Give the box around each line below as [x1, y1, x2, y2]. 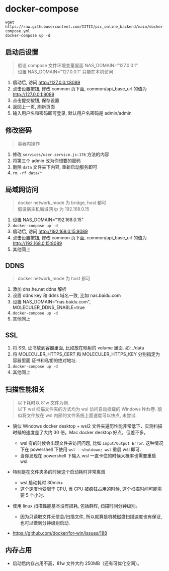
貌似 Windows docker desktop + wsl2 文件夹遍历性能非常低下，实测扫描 [12, 423, 162, 429]
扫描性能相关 [5, 385, 45, 394]
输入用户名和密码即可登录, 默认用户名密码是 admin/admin [12, 110, 132, 116]
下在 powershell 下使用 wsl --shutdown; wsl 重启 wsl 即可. [20, 446, 141, 452]
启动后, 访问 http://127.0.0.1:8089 [12, 79, 80, 85]
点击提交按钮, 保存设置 [12, 97, 59, 103]
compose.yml [5, 28, 30, 33]
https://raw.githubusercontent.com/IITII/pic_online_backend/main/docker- [5, 24, 165, 29]
